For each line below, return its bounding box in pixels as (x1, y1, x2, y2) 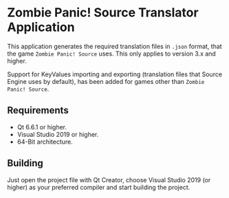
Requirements (7, 104, 69, 116)
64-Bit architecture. (17, 137, 74, 146)
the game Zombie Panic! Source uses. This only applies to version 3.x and (7, 49, 217, 58)
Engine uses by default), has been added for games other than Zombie (7, 77, 205, 85)
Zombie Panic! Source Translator (7, 5, 199, 21)
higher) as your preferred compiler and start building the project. (7, 183, 190, 191)
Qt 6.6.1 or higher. (17, 122, 67, 131)
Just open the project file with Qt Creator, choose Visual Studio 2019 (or (7, 175, 211, 184)
